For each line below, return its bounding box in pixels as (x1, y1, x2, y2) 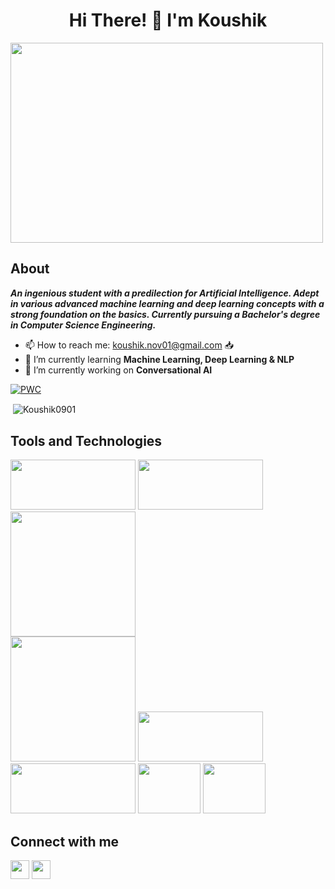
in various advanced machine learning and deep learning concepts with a (10, 297, 325, 309)
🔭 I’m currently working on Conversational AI (24, 364, 213, 376)
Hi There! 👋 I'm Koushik (68, 9, 268, 32)
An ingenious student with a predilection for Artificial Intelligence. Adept (10, 287, 320, 299)
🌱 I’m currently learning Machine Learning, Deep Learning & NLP (24, 353, 295, 365)
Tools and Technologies (10, 432, 163, 449)
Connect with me (10, 833, 120, 850)
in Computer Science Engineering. (10, 319, 157, 331)
